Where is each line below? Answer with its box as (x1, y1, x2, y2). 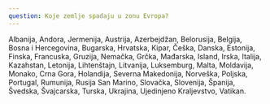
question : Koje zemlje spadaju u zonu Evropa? (8, 11, 169, 20)
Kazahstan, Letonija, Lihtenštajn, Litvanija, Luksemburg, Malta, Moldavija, (8, 60, 254, 70)
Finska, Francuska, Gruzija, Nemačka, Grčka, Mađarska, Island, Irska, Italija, (8, 51, 262, 61)
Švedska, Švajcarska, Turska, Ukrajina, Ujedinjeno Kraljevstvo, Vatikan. (8, 86, 246, 96)
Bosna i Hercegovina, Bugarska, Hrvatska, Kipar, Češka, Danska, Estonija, (8, 42, 256, 53)
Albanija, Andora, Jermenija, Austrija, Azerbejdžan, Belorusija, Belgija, (8, 34, 242, 44)
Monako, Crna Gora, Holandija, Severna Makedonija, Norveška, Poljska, (8, 68, 248, 78)
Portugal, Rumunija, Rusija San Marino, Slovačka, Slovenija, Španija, (8, 77, 236, 87)
